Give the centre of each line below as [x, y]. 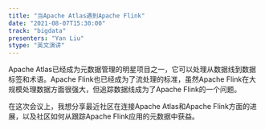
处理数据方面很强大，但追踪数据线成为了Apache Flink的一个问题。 [132, 90]
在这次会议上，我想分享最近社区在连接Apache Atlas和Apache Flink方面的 [129, 107]
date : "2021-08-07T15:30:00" [57, 23]
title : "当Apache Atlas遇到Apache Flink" [77, 16]
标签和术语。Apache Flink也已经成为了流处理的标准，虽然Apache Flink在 [129, 79]
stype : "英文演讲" [37, 46]
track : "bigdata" [37, 30]
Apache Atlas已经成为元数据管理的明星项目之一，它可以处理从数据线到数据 [132, 70]
